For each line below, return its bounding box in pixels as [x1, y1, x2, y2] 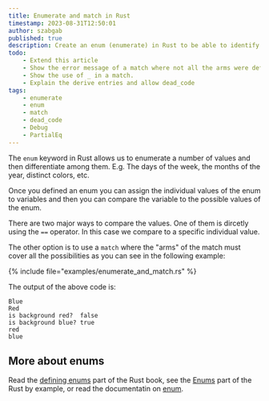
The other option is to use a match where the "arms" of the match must [8, 242, 242, 252]
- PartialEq [22, 131, 62, 139]
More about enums [8, 354, 105, 368]
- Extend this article [22, 57, 98, 65]
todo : [8, 49, 26, 57]
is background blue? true [8, 318, 94, 326]
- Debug [22, 124, 48, 132]
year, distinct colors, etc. [8, 170, 90, 180]
